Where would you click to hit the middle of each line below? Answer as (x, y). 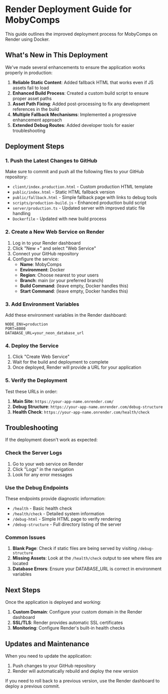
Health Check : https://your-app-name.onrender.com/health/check (81, 412)
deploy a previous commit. (33, 686)
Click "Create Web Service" (41, 357)
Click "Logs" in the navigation (43, 469)
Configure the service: (36, 259)
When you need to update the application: (48, 656)
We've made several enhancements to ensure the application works (75, 67)
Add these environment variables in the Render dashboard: (66, 315)
